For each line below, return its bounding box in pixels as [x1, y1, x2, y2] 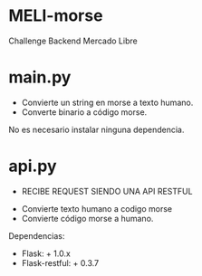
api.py [8, 156, 57, 176]
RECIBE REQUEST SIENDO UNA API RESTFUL [21, 186, 193, 196]
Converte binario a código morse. [21, 106, 148, 118]
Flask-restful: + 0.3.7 [21, 257, 100, 268]
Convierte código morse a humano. [21, 213, 154, 224]
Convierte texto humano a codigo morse [21, 203, 173, 214]
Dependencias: [8, 230, 65, 241]
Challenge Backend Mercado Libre [8, 35, 138, 46]
